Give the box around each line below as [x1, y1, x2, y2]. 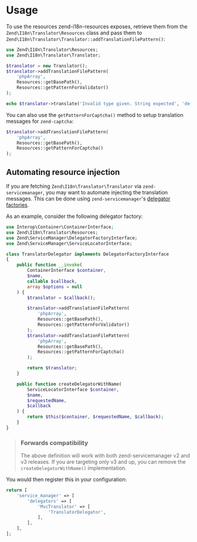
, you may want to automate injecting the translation [43, 189, 168, 196]
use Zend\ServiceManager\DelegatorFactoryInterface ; [6, 235, 138, 241]
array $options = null [27, 284, 83, 289]
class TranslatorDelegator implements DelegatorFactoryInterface [6, 251, 169, 257]
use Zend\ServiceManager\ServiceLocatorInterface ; [6, 240, 133, 247]
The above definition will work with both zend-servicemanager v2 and [20, 452, 191, 459]
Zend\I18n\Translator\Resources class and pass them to [6, 29, 142, 36]
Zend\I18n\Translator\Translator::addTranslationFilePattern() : [6, 35, 165, 42]
